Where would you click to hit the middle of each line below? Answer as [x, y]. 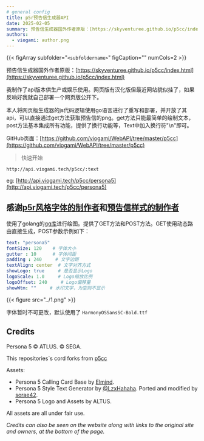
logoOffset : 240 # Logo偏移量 [49, 282]
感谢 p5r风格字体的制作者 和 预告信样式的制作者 [93, 208]
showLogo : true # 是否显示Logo [49, 271]
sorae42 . [26, 395]
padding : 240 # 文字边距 [42, 259]
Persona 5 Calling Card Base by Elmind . [64, 382]
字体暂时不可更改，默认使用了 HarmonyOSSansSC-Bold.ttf [77, 312]
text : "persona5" [28, 242]
